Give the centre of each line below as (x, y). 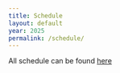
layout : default (35, 23)
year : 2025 (27, 30)
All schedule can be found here (60, 61)
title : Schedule (35, 16)
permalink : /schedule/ (46, 38)
